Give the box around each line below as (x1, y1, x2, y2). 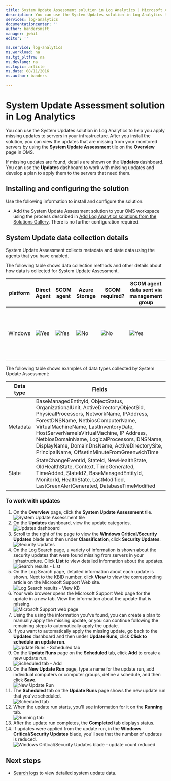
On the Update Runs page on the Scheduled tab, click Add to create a (13, 650, 161, 656)
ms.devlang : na (6, 59, 38, 64)
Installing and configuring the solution (6, 184, 129, 193)
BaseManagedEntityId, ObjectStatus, (36, 398, 124, 405)
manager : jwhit (6, 31, 38, 36)
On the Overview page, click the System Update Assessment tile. (13, 509, 153, 515)
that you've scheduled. (13, 693, 61, 699)
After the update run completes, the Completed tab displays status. (13, 720, 155, 726)
